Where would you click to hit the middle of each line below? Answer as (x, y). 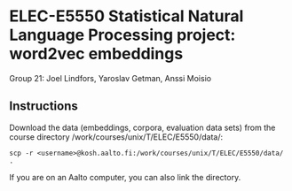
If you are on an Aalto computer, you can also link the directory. (125, 177)
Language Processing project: (122, 35)
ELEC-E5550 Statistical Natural (126, 16)
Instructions (43, 107)
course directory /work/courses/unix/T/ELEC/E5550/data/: (116, 137)
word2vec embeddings (96, 54)
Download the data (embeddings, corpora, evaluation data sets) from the (142, 127)
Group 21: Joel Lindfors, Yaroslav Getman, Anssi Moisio (110, 78)
